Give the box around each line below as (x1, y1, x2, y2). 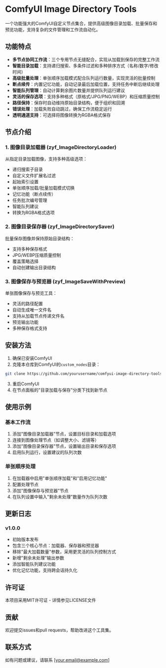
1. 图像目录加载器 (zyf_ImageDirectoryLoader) (5, 144, 117, 151)
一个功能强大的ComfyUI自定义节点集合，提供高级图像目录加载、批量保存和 (5, 20, 158, 26)
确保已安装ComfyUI (12, 355, 52, 361)
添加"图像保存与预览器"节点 (12, 487, 69, 493)
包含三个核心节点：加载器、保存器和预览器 (12, 543, 99, 549)
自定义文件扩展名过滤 (12, 173, 56, 179)
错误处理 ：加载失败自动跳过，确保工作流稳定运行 (12, 106, 112, 112)
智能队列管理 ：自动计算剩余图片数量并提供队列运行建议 (12, 87, 125, 93)
